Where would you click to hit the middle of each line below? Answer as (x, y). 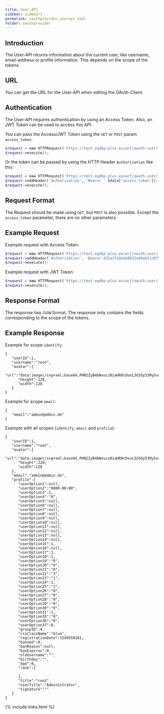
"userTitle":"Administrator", (49, 685)
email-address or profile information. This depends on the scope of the (76, 60)
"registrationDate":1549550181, (51, 638)
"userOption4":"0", (38, 497)
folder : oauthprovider (28, 23)
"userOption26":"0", (39, 591)
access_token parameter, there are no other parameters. (61, 217)
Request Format (30, 201)
